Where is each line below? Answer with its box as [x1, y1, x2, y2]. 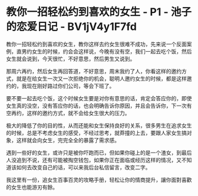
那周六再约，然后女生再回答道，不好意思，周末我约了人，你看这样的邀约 [6, 67, 181, 75]
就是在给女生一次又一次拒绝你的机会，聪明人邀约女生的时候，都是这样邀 [16, 75, 192, 82]
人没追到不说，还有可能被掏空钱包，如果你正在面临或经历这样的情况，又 [6, 156, 181, 163]
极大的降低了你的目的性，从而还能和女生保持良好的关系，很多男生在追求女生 [6, 121, 192, 129]
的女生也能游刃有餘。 [6, 183, 58, 191]
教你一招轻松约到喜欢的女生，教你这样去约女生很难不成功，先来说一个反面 [6, 40, 187, 48]
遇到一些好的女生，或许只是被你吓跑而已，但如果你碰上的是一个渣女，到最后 [6, 149, 192, 156]
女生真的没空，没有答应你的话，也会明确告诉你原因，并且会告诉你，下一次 [6, 102, 187, 109]
